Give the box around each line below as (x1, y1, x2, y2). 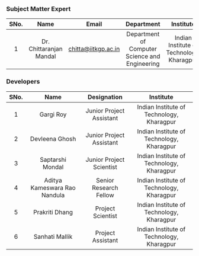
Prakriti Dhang (33, 208, 73, 216)
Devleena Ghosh (30, 135, 76, 143)
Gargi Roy (39, 110, 67, 119)
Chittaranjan (28, 45, 63, 53)
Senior (95, 176, 114, 184)
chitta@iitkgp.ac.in (68, 45, 120, 53)
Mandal (35, 52, 56, 60)
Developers (6, 78, 40, 86)
